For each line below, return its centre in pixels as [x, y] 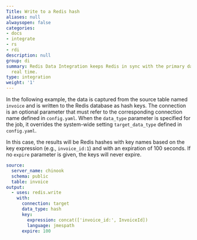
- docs [14, 34]
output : [16, 187]
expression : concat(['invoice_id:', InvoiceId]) [88, 220]
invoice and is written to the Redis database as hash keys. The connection [96, 106]
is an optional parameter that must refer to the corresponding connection [94, 112]
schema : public [30, 176]
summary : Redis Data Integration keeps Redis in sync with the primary [95, 66]
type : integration [28, 77]
